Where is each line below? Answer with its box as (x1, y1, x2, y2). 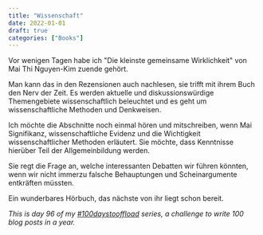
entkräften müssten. (8, 178, 74, 188)
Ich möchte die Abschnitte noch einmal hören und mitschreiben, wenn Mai (8, 120, 253, 130)
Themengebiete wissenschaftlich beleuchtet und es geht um (8, 96, 207, 106)
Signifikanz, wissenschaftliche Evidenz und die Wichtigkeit (8, 129, 201, 139)
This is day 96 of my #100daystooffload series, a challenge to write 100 (8, 209, 245, 219)
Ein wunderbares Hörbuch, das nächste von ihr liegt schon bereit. (8, 194, 225, 203)
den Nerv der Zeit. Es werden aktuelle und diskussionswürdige (8, 88, 214, 98)
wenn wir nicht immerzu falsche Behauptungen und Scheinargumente (8, 170, 237, 179)
